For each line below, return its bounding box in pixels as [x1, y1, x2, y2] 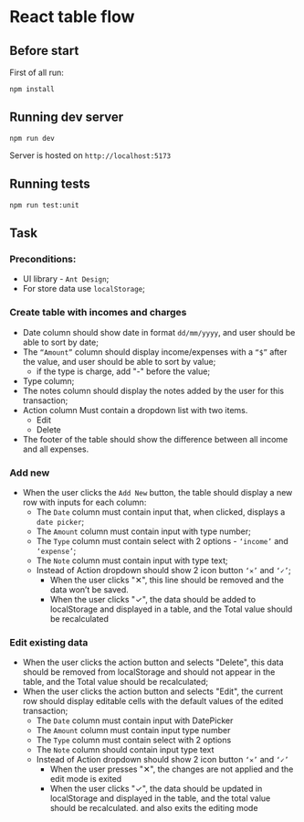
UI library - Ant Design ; [22, 273, 110, 284]
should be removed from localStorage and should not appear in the [22, 667, 276, 678]
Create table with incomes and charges [9, 306, 187, 319]
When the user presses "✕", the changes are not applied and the [49, 763, 294, 774]
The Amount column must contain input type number [36, 725, 231, 736]
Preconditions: [9, 252, 77, 265]
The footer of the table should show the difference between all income [22, 433, 288, 444]
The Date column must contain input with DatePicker [36, 715, 234, 726]
